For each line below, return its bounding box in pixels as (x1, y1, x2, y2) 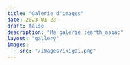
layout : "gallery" (7, 35, 60, 42)
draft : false (7, 22, 44, 29)
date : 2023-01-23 (7, 16, 57, 23)
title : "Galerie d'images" (7, 9, 84, 17)
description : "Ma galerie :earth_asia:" (7, 28, 125, 36)
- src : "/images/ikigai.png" (13, 48, 96, 55)
